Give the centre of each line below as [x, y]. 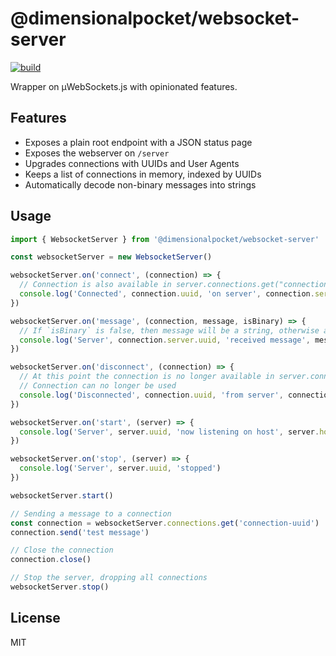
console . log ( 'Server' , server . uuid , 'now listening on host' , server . [169, 432]
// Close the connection [62, 550]
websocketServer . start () [62, 495]
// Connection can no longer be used [98, 386]
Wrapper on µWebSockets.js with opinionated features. [124, 86]
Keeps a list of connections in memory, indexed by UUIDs [143, 174]
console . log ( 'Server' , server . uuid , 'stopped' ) [120, 468]
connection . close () [51, 560]
